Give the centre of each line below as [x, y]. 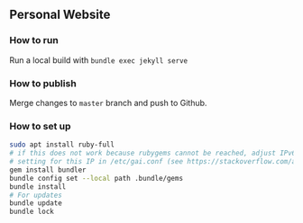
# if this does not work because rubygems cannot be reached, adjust [143, 153]
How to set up [40, 126]
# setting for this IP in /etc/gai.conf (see [96, 162]
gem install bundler [48, 170]
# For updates [36, 195]
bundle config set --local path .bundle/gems [96, 178]
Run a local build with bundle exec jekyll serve [99, 60]
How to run [34, 40]
